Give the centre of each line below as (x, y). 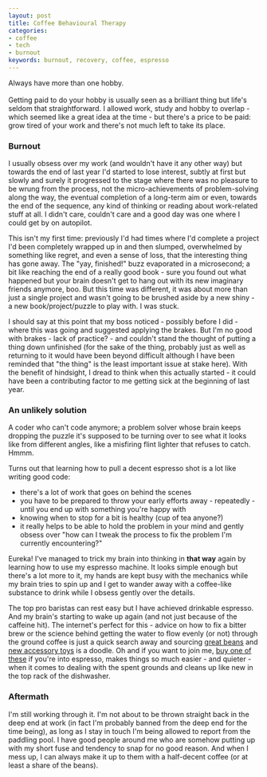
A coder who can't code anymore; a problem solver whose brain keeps (125, 427)
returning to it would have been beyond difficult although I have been (122, 355)
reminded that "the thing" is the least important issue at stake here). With (128, 364)
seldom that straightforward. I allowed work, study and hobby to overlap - (129, 108)
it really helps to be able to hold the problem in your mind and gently (132, 526)
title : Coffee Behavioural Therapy (67, 23)
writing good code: (39, 477)
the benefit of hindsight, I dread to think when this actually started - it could (132, 373)
